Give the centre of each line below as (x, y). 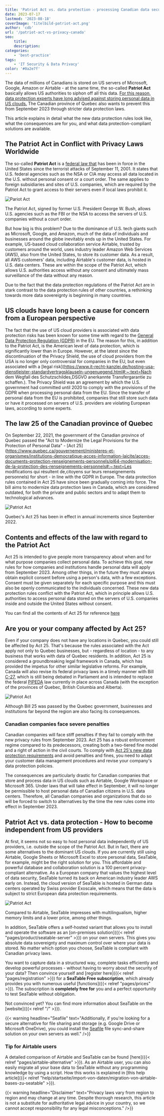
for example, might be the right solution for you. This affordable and (73, 862)
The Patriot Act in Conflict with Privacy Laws (74, 144)
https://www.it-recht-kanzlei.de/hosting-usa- (110, 366)
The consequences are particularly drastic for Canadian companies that (77, 776)
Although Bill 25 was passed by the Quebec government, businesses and (79, 706)
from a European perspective (50, 318)
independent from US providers (54, 830)
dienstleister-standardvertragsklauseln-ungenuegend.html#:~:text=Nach (78, 372)
